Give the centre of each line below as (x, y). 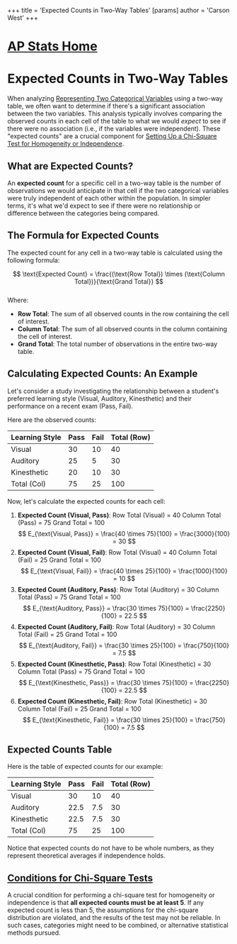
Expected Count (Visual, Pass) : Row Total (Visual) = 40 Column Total (119, 515)
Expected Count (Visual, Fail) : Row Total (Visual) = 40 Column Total (117, 552)
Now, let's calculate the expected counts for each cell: (86, 501)
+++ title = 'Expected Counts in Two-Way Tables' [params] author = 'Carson (118, 10)
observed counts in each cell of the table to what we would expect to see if (117, 121)
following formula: (34, 260)
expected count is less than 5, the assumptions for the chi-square (103, 910)
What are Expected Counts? (70, 166)
